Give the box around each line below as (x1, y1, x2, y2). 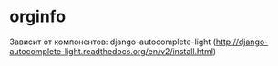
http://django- (215, 36, 269, 47)
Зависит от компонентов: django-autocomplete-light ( (9, 36, 217, 47)
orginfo (9, 6, 67, 27)
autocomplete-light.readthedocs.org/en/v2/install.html (9, 45, 214, 56)
